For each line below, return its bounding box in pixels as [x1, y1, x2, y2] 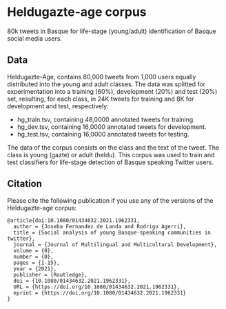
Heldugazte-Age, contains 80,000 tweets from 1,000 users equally [7, 72, 196, 81]
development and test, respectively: [7, 101, 109, 110]
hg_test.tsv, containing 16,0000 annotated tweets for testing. [17, 130, 189, 138]
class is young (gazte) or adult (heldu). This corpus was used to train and [7, 150, 215, 159]
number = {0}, [13, 253, 54, 260]
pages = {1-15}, [13, 259, 60, 266]
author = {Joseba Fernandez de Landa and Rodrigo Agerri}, [13, 223, 187, 230]
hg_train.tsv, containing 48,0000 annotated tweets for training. [17, 115, 195, 123]
